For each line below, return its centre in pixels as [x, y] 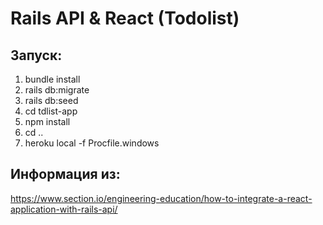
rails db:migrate [57, 90]
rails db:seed [51, 100]
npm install [47, 121]
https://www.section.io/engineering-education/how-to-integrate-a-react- [161, 198]
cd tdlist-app [51, 111]
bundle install [52, 79]
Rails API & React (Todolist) [125, 18]
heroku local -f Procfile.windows [92, 143]
